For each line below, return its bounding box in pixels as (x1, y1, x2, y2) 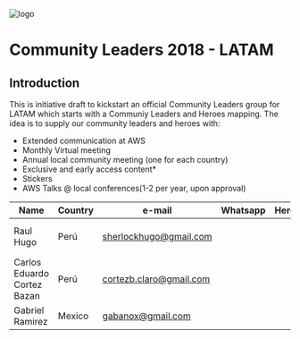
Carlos (13, 256, 42, 268)
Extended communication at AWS (21, 135, 146, 146)
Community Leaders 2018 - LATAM (9, 40, 274, 60)
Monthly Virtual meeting (21, 145, 112, 156)
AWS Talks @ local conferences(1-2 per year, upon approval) (21, 183, 246, 193)
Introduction (9, 75, 80, 90)
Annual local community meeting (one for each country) (21, 155, 229, 165)
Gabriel (13, 304, 45, 317)
